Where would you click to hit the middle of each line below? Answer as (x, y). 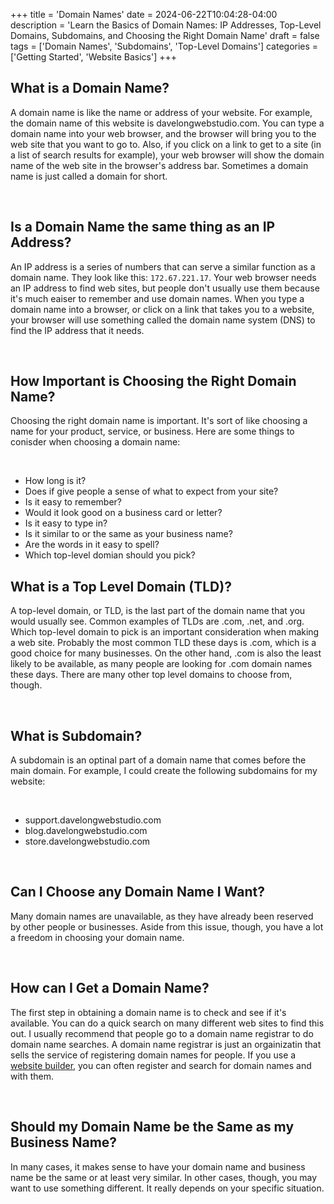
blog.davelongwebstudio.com (86, 831)
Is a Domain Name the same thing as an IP (143, 227)
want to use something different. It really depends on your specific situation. (167, 1188)
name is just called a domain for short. (89, 176)
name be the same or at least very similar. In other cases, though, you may (164, 1177)
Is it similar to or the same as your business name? (128, 534)
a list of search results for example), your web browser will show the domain (167, 155)
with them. (32, 1076)
